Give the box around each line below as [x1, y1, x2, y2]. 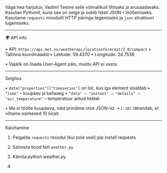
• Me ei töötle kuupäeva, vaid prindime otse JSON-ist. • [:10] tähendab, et [5, 105, 159, 111]
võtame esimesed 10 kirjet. [5, 110, 60, 116]
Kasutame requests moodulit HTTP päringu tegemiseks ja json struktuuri [5, 15, 154, 20]
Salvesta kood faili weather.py [12, 144, 74, 150]
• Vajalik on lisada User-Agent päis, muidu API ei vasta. [5, 61, 118, 67]
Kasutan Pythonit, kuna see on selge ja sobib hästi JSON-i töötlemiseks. [5, 9, 153, 15]
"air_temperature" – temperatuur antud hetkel [5, 95, 100, 101]
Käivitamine [5, 125, 29, 131]
